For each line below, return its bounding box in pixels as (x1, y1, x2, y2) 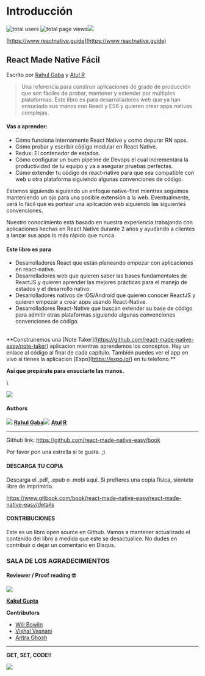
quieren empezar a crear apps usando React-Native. (15, 298, 148, 306)
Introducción (6, 4, 73, 18)
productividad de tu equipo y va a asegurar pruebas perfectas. (15, 162, 173, 169)
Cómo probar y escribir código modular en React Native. (15, 142, 157, 150)
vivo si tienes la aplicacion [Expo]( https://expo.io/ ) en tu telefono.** (6, 356, 176, 363)
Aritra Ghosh (15, 634, 48, 641)
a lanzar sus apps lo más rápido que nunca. (6, 231, 116, 239)
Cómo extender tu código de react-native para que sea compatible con (15, 169, 195, 176)
